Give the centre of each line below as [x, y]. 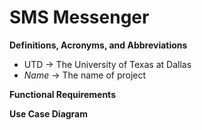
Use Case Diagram [49, 113]
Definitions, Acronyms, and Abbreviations [98, 45]
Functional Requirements [62, 94]
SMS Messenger [79, 17]
